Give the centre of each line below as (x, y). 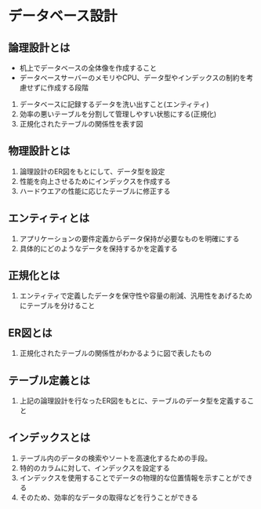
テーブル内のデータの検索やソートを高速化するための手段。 (115, 458)
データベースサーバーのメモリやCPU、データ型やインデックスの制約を (133, 78)
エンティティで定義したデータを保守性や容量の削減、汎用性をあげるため (136, 296)
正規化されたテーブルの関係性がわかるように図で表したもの (115, 353)
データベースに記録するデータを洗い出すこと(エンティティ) (114, 104)
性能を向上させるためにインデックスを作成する (95, 181)
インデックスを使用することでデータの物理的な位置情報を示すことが (129, 478)
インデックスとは (49, 438)
